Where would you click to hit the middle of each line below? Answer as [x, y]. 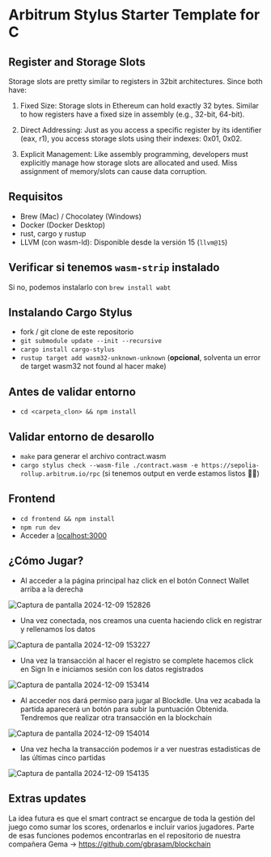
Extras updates [47, 799]
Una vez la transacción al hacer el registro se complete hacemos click [137, 660]
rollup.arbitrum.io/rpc [60, 474]
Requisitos [36, 197]
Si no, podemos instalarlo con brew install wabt [90, 287]
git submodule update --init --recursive [91, 342]
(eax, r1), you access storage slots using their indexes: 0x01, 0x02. [131, 138]
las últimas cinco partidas [63, 757]
